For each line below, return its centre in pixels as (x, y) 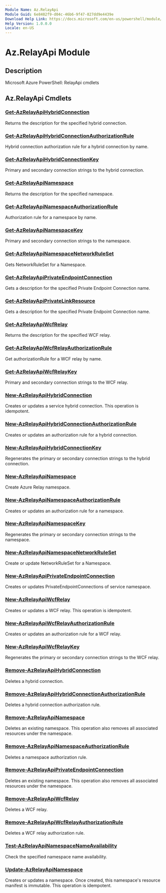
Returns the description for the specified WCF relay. (58, 335)
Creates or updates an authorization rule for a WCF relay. (63, 634)
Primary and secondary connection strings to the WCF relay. (67, 382)
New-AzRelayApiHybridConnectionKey (53, 447)
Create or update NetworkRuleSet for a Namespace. (58, 563)
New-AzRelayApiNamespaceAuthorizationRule (63, 500)
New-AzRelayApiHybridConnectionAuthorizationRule (71, 424)
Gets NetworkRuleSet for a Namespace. (46, 265)
